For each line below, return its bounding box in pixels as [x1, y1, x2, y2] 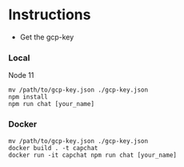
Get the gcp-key [19, 32, 74, 42]
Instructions [8, 6, 91, 24]
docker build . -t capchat [8, 144, 98, 152]
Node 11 [8, 71, 34, 80]
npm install [8, 93, 48, 101]
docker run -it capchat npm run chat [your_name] [8, 151, 178, 159]
